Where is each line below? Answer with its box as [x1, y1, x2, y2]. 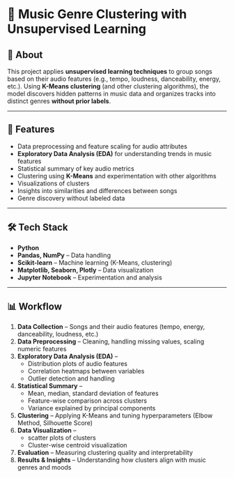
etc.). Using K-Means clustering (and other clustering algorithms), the [7, 82, 210, 90]
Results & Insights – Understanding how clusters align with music [17, 456, 207, 464]
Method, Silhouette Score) [17, 419, 93, 427]
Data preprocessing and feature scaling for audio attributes [17, 142, 188, 151]
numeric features [17, 345, 67, 353]
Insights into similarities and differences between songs [17, 186, 178, 194]
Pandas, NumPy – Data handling [17, 251, 111, 259]
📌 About [7, 49, 43, 61]
